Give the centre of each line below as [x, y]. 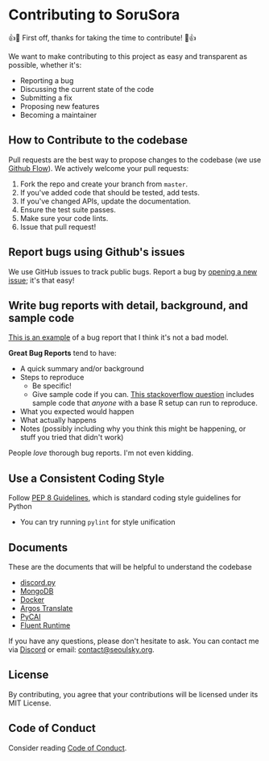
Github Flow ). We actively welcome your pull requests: [99, 168]
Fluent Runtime [45, 625]
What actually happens [58, 420]
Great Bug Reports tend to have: [62, 353]
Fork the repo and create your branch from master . [103, 184]
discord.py [38, 582]
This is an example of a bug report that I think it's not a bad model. [118, 337]
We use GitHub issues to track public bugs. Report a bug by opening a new [133, 271]
